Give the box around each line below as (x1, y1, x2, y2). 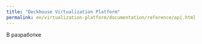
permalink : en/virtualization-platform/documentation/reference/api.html (6, 14, 197, 20)
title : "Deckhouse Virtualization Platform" (6, 8, 120, 15)
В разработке (6, 31, 42, 38)
